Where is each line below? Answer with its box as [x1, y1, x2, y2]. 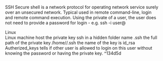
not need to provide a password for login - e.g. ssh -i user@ [5, 20, 126, 26]
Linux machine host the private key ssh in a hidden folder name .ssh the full [5, 34, 158, 40]
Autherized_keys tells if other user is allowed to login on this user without [5, 45, 153, 51]
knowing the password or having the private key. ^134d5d [5, 50, 121, 56]
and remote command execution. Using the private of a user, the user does [5, 15, 157, 20]
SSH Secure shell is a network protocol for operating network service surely [5, 4, 159, 10]
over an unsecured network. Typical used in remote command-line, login [5, 9, 152, 15]
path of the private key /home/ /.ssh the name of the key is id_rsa [5, 40, 136, 46]
